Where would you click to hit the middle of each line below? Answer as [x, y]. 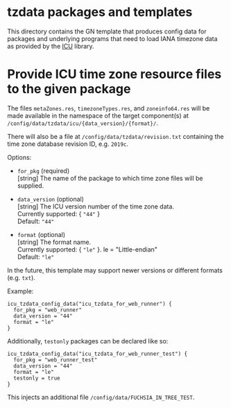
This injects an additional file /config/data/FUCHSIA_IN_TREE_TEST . [101, 397]
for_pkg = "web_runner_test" [55, 360]
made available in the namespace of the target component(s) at [98, 115]
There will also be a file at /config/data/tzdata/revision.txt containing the [115, 136]
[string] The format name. [54, 242]
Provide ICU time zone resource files [114, 74]
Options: [19, 157]
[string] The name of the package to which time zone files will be [110, 178]
